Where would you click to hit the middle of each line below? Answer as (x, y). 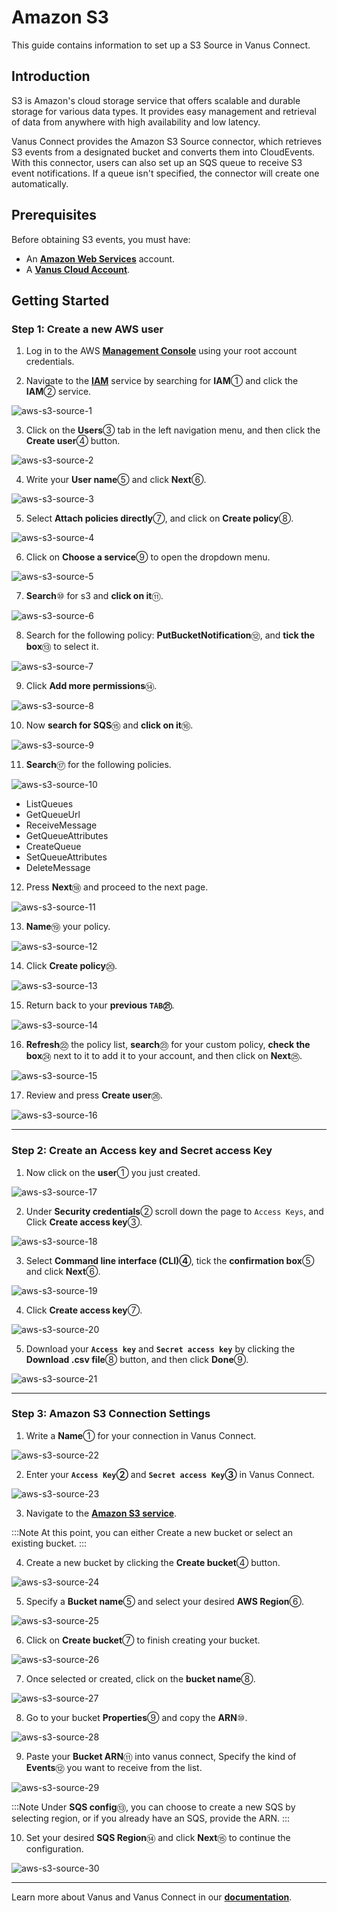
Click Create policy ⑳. (71, 966)
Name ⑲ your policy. (68, 927)
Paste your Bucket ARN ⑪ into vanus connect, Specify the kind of (161, 1756)
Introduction (51, 76)
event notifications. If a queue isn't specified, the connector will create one (165, 173)
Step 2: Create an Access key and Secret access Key (142, 1151)
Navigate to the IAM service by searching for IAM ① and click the (162, 381)
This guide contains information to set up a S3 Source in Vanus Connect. (161, 45)
